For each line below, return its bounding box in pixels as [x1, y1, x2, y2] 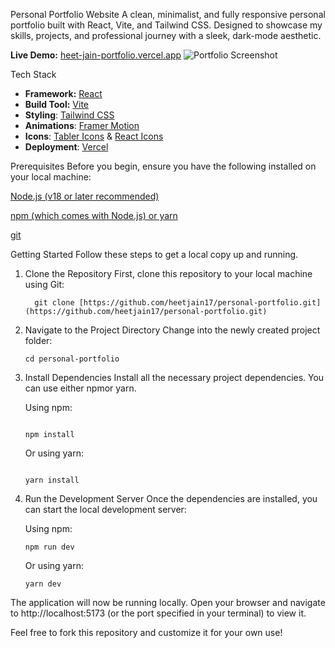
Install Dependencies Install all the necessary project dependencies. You [24, 372, 325, 383]
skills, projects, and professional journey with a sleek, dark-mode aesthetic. [10, 30, 322, 41]
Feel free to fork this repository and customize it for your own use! [10, 627, 283, 638]
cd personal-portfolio [24, 354, 120, 364]
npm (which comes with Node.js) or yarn [10, 210, 178, 221]
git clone [34, 298, 75, 308]
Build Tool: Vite [24, 99, 89, 110]
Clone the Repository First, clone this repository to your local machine [24, 268, 313, 279]
